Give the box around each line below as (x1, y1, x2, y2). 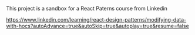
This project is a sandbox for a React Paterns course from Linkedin (6, 5, 167, 12)
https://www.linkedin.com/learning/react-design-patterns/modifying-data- (6, 16, 187, 23)
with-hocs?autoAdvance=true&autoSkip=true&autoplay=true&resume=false (6, 23, 189, 29)
